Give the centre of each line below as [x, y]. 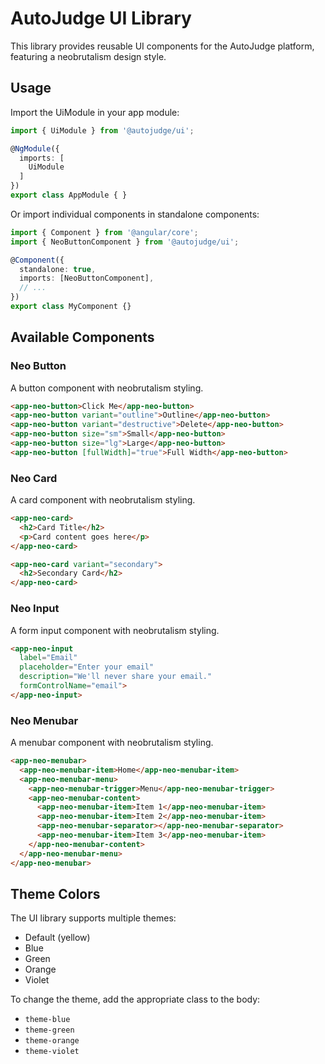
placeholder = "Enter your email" [87, 667]
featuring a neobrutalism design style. [88, 56]
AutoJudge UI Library [101, 18]
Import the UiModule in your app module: [95, 112]
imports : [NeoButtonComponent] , [87, 278]
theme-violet [52, 1052]
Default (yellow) [57, 938]
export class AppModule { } [69, 195]
